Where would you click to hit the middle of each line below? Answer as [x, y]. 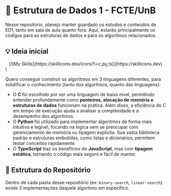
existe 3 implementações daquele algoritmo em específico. [67, 188]
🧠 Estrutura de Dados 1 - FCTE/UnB [81, 10]
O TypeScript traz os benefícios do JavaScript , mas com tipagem [83, 149]
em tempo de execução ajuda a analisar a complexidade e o [76, 111]
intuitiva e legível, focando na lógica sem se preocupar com [76, 127]
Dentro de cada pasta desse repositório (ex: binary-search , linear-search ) [84, 182]
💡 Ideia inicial [27, 51]
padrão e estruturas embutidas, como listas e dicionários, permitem [84, 138]
